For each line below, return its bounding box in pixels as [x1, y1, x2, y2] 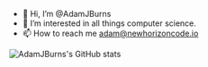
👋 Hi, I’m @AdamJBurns [22, 9, 112, 19]
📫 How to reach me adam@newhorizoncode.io [22, 28, 199, 38]
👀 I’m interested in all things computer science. [22, 18, 196, 29]
